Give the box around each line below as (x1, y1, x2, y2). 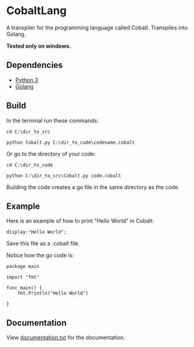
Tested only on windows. (6, 42, 71, 50)
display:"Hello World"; (6, 229, 67, 236)
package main (6, 264, 40, 270)
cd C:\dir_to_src (6, 129, 51, 135)
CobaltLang (6, 4, 67, 18)
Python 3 (15, 76, 38, 83)
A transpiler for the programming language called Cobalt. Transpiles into (6, 24, 188, 31)
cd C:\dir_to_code (6, 162, 53, 168)
